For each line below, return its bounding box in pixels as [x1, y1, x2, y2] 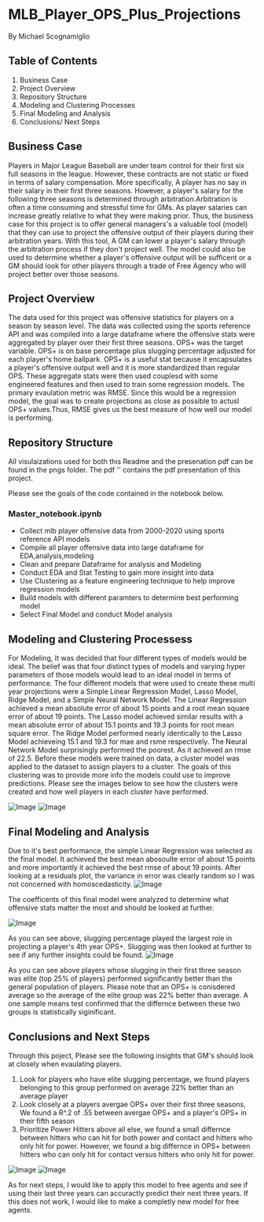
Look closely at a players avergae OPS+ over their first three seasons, [19, 1099, 246, 1109]
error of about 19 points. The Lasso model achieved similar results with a [8, 712, 244, 721]
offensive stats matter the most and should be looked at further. [8, 903, 214, 913]
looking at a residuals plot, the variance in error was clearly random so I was [8, 871, 255, 881]
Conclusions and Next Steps [8, 1030, 151, 1043]
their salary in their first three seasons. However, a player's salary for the [8, 186, 244, 195]
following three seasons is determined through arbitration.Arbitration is [8, 194, 238, 204]
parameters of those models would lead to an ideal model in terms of [8, 670, 232, 679]
